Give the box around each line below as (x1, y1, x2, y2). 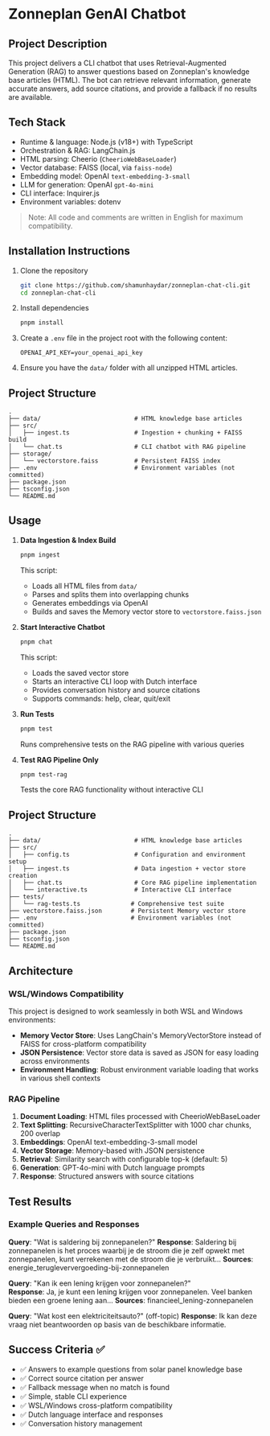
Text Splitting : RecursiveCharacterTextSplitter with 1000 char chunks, (19, 1120, 252, 1130)
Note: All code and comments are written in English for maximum (27, 212, 243, 222)
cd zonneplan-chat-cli (19, 289, 96, 297)
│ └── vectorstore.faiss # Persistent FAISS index (8, 457, 221, 465)
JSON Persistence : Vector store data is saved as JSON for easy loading (19, 1047, 260, 1057)
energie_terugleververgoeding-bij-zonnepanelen (8, 1262, 170, 1272)
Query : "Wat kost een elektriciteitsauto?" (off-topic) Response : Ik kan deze (8, 1311, 257, 1320)
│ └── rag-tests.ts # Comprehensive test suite (8, 900, 225, 908)
